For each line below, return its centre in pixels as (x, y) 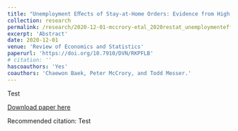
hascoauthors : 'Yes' (38, 67)
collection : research (39, 21)
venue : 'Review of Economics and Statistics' (75, 47)
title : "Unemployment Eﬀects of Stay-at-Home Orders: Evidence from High (119, 14)
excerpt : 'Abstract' (38, 34)
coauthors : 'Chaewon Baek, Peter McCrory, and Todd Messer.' (100, 73)
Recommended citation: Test (49, 120)
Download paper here (39, 107)
